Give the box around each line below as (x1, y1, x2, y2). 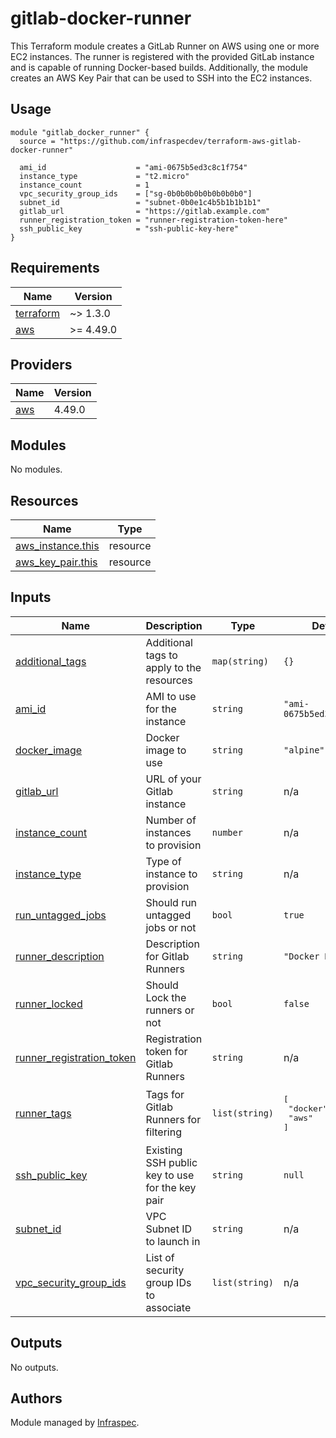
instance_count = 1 (19, 180, 150, 190)
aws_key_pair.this (15, 555, 98, 569)
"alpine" (283, 744, 325, 756)
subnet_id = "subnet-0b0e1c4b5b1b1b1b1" (19, 197, 262, 207)
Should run (145, 895, 198, 909)
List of (145, 1250, 175, 1264)
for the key (145, 1180, 197, 1194)
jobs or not (145, 920, 197, 934)
